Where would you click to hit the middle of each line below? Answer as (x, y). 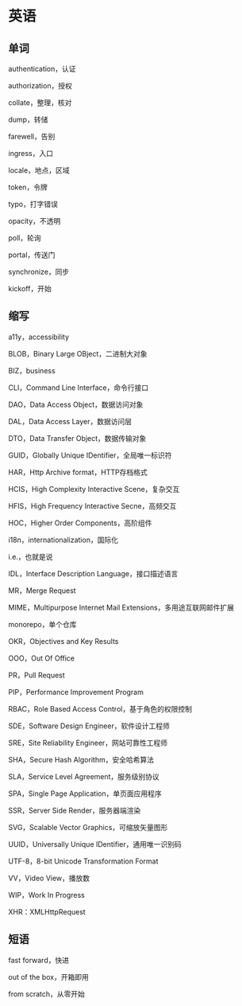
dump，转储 (28, 119)
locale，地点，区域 (39, 170)
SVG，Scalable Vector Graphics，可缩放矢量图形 (88, 827)
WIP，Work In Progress (46, 895)
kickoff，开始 (30, 289)
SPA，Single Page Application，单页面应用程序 (85, 793)
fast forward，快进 (39, 960)
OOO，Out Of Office (42, 658)
